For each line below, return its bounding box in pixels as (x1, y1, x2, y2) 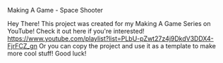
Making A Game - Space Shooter (7, 6, 104, 14)
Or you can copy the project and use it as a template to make (38, 42, 217, 50)
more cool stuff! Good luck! (7, 49, 87, 57)
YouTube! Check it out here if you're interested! (7, 27, 145, 35)
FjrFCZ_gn (7, 42, 37, 50)
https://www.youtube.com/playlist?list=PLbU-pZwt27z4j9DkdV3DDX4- (7, 34, 214, 43)
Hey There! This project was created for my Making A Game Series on (7, 20, 211, 27)
